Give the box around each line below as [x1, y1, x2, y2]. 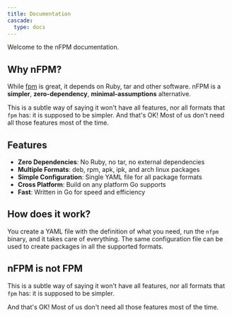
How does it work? [7, 208, 91, 220]
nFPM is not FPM [7, 263, 83, 275]
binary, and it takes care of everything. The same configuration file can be [7, 234, 224, 243]
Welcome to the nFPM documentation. [7, 43, 120, 52]
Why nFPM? [7, 63, 62, 75]
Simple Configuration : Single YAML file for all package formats [17, 173, 203, 181]
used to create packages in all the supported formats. [7, 242, 164, 250]
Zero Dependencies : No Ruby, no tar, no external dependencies [17, 158, 205, 166]
